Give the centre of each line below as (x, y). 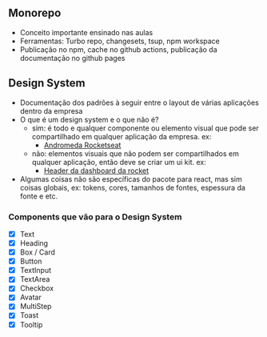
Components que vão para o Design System (95, 217)
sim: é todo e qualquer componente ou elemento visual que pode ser (145, 128)
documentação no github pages (72, 58)
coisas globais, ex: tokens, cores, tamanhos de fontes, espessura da (133, 187)
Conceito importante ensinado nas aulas (86, 32)
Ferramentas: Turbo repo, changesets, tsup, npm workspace (120, 41)
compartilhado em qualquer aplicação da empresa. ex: (122, 136)
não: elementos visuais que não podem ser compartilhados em (135, 153)
